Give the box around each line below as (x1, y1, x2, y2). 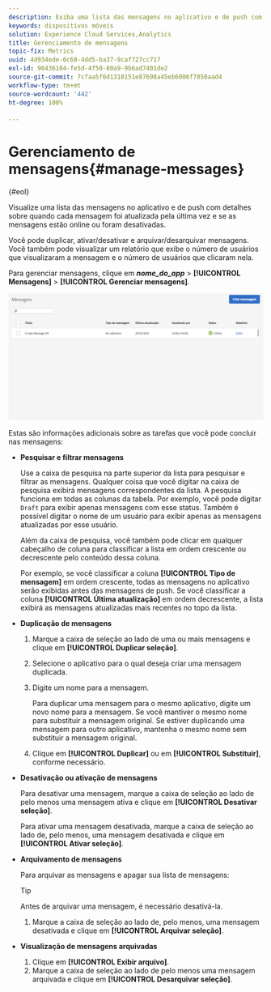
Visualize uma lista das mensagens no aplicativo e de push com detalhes (8, 202, 252, 212)
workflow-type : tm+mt (8, 81, 82, 89)
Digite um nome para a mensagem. (32, 683, 150, 692)
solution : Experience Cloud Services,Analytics (8, 30, 172, 38)
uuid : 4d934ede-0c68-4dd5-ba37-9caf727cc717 (8, 56, 161, 64)
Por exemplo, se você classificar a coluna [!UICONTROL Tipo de (19, 568, 236, 578)
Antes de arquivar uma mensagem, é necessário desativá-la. (19, 901, 223, 911)
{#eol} (8, 187, 30, 197)
